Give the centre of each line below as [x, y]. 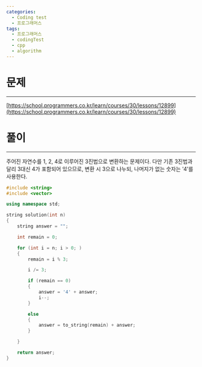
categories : [21, 12]
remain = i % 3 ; [48, 259]
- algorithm [27, 51]
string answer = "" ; [43, 226]
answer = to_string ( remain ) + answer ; [87, 325]
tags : [13, 29]
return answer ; [36, 353]
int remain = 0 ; [38, 237]
